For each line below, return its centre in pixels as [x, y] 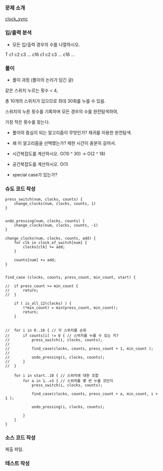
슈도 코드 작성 [20, 188]
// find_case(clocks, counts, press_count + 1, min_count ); [79, 349]
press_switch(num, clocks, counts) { [44, 199]
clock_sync [17, 19]
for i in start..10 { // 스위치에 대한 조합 [56, 376]
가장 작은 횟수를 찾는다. [28, 122]
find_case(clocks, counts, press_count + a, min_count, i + [95, 394]
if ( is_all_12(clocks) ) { [43, 303]
